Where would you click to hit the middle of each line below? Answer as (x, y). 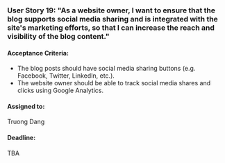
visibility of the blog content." (58, 36)
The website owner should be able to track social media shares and (114, 83)
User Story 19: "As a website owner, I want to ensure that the (111, 10)
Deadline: (22, 137)
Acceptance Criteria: (38, 53)
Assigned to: (26, 106)
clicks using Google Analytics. (60, 91)
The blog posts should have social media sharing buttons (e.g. (106, 69)
